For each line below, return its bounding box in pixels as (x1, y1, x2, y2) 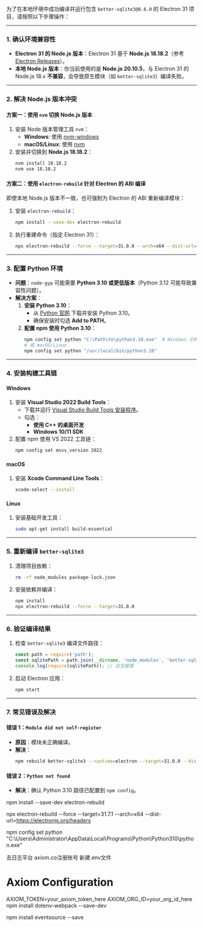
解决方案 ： (14, 294, 42, 301)
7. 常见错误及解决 (6, 707, 56, 716)
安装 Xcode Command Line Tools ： (14, 474, 105, 482)
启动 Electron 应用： (14, 675, 65, 682)
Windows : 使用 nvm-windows (24, 133, 99, 140)
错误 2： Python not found (6, 772, 71, 779)
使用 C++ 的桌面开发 (33, 421, 85, 428)
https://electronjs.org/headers (16, 817, 91, 824)
